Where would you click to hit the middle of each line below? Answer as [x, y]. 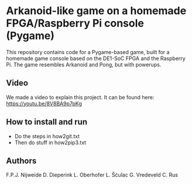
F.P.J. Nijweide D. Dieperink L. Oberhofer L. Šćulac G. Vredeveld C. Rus [92, 175]
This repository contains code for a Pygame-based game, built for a [88, 52]
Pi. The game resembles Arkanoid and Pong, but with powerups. [84, 64]
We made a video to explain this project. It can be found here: [80, 97]
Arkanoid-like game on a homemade [96, 11]
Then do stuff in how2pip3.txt [50, 142]
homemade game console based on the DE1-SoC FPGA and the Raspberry [96, 58]
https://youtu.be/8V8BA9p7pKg [44, 103]
